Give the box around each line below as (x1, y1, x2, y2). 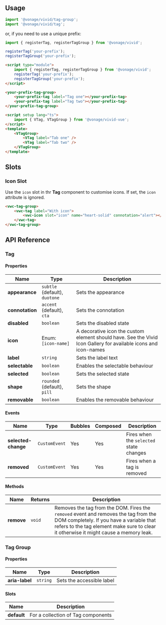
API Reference (5, 236, 50, 244)
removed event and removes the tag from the (54, 510, 157, 517)
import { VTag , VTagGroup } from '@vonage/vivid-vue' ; (14, 117, 129, 122)
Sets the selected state (76, 370, 129, 377)
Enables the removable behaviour (76, 396, 154, 403)
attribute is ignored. (5, 194, 45, 200)
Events (5, 410, 20, 416)
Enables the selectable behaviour (76, 362, 154, 369)
